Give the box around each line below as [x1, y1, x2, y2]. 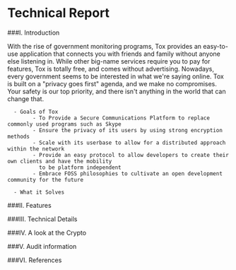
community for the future [7, 176, 83, 183]
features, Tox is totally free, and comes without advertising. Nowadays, [7, 64, 214, 73]
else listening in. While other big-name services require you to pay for [7, 57, 211, 65]
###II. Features [7, 201, 52, 209]
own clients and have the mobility [7, 158, 112, 165]
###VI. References [7, 256, 62, 264]
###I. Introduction [7, 28, 60, 37]
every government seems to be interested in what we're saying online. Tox [7, 72, 224, 81]
